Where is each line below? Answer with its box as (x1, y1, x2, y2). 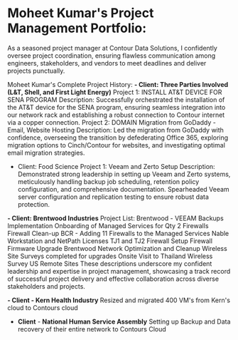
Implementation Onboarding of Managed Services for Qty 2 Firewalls (7, 221, 209, 230)
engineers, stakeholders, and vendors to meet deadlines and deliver (7, 58, 207, 67)
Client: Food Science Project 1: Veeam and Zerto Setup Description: (17, 162, 215, 170)
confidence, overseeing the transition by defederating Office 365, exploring (7, 133, 229, 142)
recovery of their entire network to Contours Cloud (17, 324, 167, 333)
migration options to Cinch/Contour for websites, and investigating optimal (7, 140, 226, 149)
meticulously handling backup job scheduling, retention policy (17, 177, 200, 186)
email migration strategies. (7, 148, 85, 157)
